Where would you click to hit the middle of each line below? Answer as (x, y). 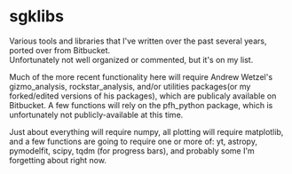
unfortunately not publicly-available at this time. (96, 115)
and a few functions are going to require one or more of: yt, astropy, (133, 141)
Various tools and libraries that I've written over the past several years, (138, 41)
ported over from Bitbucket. (60, 50)
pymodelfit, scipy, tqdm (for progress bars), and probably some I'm (132, 150)
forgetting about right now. (58, 160)
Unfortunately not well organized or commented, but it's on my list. (131, 59)
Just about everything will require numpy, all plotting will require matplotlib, (146, 131)
